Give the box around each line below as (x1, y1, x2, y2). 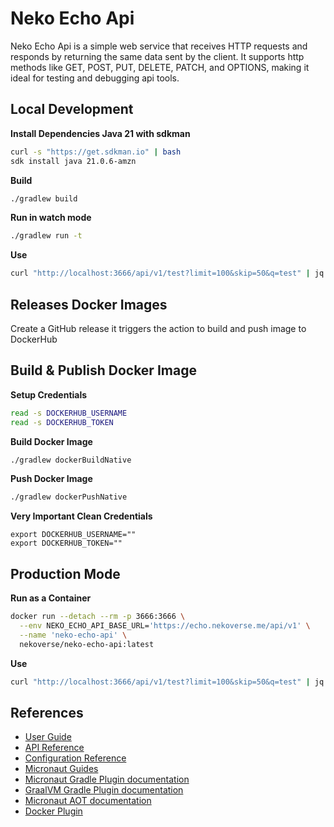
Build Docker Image (10, 435, 93, 447)
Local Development (10, 101, 134, 118)
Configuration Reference (24, 752, 127, 764)
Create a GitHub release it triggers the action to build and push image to (10, 322, 307, 334)
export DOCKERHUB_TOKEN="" (10, 538, 123, 549)
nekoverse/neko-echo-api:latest (19, 639, 155, 649)
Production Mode (10, 565, 121, 582)
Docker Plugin (24, 805, 83, 817)
